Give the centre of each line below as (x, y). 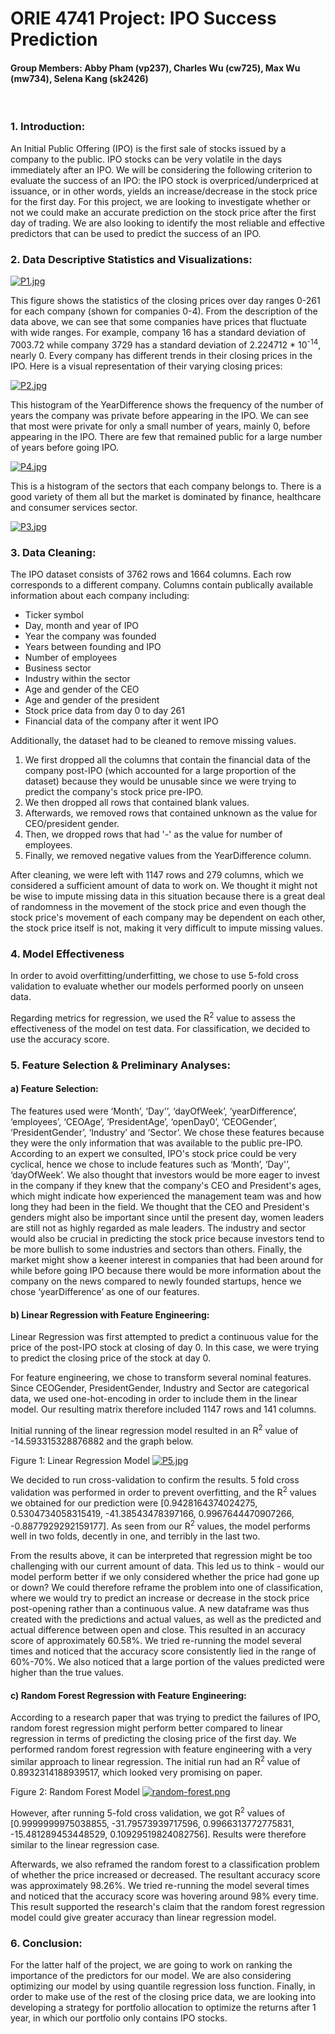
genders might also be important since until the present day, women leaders (167, 1218)
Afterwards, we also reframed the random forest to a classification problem (165, 1864)
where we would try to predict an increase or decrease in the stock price (160, 1598)
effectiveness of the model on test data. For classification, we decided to (160, 1028)
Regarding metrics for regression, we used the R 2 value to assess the (153, 1017)
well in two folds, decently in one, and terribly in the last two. (135, 1536)
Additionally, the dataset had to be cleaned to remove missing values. (153, 740)
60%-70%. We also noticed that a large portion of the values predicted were (167, 1662)
